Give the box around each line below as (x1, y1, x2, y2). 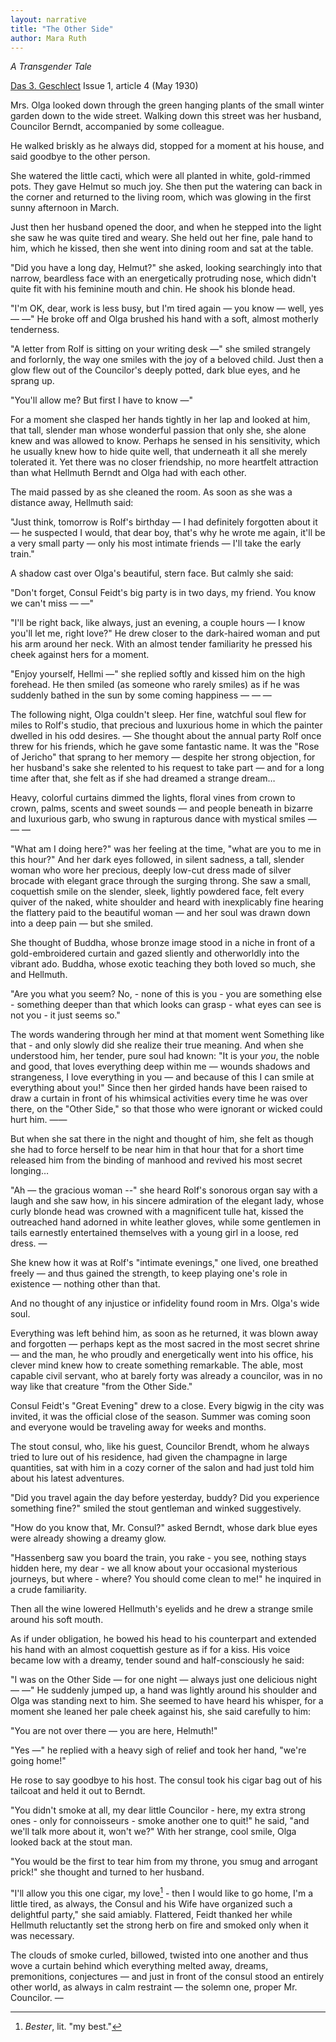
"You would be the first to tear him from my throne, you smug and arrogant (10, 1856, 318, 1868)
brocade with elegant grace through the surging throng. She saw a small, (10, 875, 312, 887)
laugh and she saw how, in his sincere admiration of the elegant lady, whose (10, 1195, 325, 1207)
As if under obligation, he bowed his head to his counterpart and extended (10, 1633, 317, 1645)
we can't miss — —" (10, 597, 95, 610)
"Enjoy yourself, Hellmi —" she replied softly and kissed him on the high (10, 668, 306, 680)
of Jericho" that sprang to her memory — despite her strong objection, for (10, 751, 316, 763)
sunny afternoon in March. (10, 202, 120, 214)
